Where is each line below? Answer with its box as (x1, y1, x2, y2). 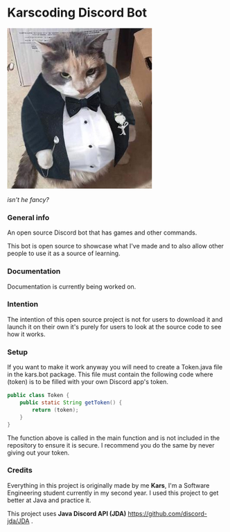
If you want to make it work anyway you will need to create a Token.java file (7, 363, 223, 372)
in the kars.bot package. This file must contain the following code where (7, 370, 213, 378)
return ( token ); (32, 406, 79, 413)
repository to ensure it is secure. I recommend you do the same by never (7, 441, 215, 449)
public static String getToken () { (19, 399, 123, 406)
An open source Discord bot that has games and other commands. (7, 228, 197, 237)
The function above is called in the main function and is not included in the (7, 434, 220, 442)
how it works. (7, 330, 46, 338)
